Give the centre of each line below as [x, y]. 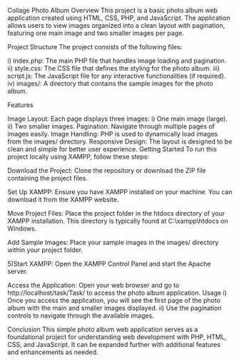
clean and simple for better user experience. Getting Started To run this [112, 149]
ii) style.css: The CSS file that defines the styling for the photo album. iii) [113, 68]
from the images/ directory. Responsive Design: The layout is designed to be [120, 141]
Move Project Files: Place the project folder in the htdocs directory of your [116, 213]
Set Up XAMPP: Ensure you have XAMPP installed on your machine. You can [120, 192]
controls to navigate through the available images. [81, 316]
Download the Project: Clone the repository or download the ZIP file [107, 170]
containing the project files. [47, 178]
